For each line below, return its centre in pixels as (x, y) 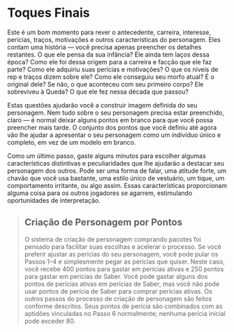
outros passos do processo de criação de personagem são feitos (118, 298)
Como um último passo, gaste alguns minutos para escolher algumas (107, 156)
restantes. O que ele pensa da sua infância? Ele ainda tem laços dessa (108, 55)
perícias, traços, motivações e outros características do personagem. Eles (114, 39)
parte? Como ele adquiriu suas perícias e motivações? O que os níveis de (113, 69)
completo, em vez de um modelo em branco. (72, 142)
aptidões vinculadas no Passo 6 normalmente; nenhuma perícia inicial (125, 313)
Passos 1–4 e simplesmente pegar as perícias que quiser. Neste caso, (124, 261)
